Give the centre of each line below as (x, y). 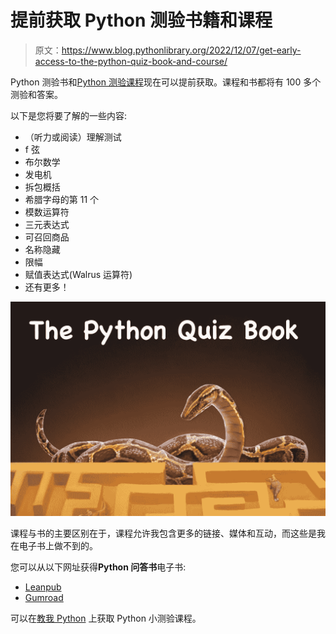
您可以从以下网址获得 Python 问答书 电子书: (98, 567)
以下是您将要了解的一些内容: (69, 115)
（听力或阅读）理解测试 (73, 137)
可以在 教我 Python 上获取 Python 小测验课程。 (106, 618)
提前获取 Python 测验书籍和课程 (141, 20)
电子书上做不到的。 (58, 546)
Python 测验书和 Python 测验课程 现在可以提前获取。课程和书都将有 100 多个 (166, 82)
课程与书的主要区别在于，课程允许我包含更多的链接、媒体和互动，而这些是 (163, 533)
